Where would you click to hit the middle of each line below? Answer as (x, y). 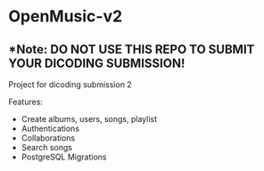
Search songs (47, 147)
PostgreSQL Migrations (64, 157)
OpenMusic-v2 (66, 16)
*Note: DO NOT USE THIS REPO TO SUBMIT (132, 49)
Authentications (50, 128)
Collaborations (48, 138)
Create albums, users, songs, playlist (89, 119)
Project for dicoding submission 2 (70, 85)
